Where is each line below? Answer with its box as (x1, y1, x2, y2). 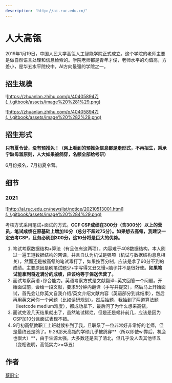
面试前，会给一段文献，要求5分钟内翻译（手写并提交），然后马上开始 (17, 284, 162, 290)
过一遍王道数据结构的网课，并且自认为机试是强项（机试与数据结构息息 (12, 252, 161, 258)
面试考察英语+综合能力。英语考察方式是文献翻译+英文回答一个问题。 (12, 277, 158, 283)
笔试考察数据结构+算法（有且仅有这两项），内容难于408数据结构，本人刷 (12, 245, 166, 252)
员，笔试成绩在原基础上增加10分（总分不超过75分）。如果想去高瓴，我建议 (5, 228, 162, 234)
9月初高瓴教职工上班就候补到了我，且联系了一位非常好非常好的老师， (12, 322, 160, 328)
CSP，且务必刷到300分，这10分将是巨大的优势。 (18, 234, 123, 240)
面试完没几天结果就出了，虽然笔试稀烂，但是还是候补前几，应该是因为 (12, 309, 161, 316)
